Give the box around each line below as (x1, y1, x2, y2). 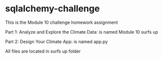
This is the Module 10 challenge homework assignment (5, 19, 118, 25)
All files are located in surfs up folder (5, 48, 81, 54)
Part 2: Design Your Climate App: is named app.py (5, 38, 108, 45)
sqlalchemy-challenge (5, 3, 100, 14)
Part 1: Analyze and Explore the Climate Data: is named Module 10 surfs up (5, 29, 159, 35)
